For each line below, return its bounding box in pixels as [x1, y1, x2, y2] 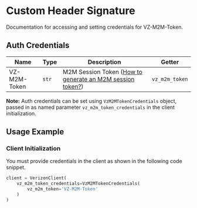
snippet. [6, 164, 26, 171]
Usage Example [6, 127, 64, 137]
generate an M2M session [62, 75, 135, 83]
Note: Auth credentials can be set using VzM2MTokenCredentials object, [6, 97, 177, 104]
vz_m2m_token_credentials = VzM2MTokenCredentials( [16, 180, 141, 187]
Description [87, 57, 121, 66]
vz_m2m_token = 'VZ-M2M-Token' [27, 186, 98, 192]
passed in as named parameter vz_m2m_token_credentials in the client [6, 104, 175, 111]
